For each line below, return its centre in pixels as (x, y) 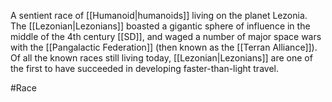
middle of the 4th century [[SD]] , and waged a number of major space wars (166, 36)
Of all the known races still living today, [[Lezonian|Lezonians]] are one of (161, 58)
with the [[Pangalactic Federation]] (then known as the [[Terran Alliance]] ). (164, 47)
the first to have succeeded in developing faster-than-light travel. (144, 68)
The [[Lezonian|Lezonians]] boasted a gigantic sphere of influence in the (160, 26)
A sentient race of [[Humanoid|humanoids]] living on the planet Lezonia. (159, 15)
